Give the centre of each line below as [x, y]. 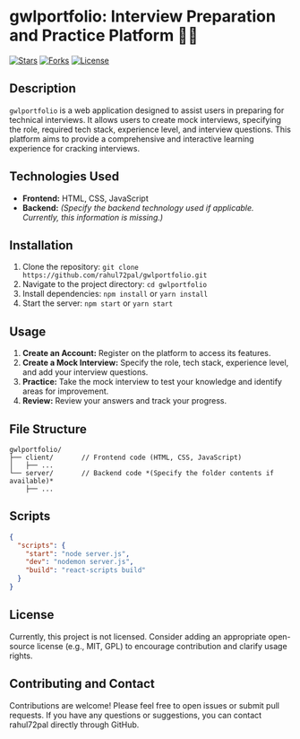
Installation [41, 245]
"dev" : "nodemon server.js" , [80, 562]
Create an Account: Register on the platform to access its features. [146, 353]
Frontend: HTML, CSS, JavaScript [86, 198]
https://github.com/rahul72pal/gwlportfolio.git [115, 275]
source [22, 646]
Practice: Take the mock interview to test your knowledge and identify [152, 382]
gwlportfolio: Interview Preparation [142, 17]
